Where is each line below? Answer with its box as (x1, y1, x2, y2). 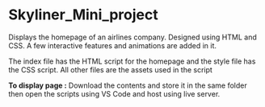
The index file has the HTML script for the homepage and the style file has (8, 56, 256, 66)
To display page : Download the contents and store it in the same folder (8, 80, 248, 90)
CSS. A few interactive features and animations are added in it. (8, 40, 217, 50)
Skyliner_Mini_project (8, 6, 159, 24)
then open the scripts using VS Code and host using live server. (8, 88, 221, 98)
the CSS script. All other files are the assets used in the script (8, 64, 212, 74)
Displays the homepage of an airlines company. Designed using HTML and (8, 32, 257, 42)
